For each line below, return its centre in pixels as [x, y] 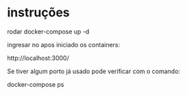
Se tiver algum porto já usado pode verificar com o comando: [93, 71]
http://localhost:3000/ [38, 58]
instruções [38, 13]
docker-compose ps [36, 84]
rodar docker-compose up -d [48, 31]
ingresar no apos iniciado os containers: [64, 44]
